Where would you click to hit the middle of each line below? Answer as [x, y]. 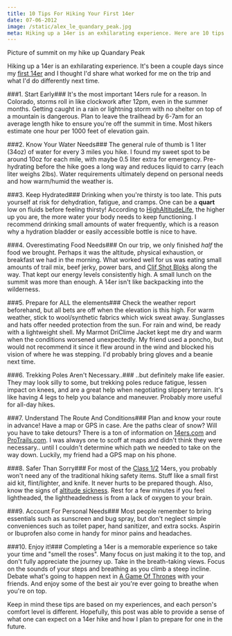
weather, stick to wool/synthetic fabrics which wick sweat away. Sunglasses [116, 318]
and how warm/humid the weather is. [60, 182]
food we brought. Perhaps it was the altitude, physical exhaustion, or [105, 252]
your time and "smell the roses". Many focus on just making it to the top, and [116, 554]
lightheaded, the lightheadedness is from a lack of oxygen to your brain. [110, 498]
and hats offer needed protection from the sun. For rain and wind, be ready [114, 325]
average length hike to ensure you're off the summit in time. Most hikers [110, 124]
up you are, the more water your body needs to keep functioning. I [102, 217]
